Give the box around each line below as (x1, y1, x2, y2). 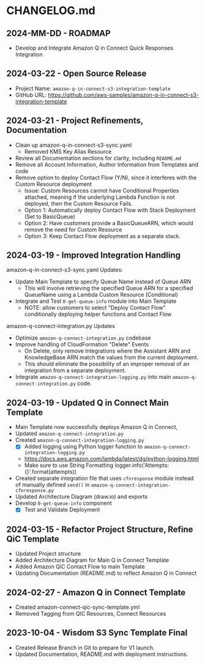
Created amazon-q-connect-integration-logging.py (15, 436, 144, 444)
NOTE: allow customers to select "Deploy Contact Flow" (24, 304, 166, 311)
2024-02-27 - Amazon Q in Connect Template (6, 587, 186, 597)
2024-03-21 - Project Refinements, (6, 116, 144, 126)
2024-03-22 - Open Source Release (6, 69, 147, 79)
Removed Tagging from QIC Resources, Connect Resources (15, 610, 166, 617)
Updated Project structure (15, 550, 81, 558)
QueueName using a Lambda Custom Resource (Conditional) (24, 291, 179, 299)
